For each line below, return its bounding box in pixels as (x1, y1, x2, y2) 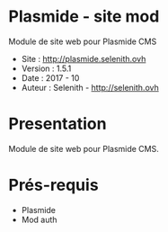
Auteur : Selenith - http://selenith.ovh (21, 82, 159, 93)
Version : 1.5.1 (21, 63, 72, 74)
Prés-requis (8, 175, 100, 195)
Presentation (8, 114, 107, 134)
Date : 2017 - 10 (21, 72, 80, 83)
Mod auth (21, 214, 57, 225)
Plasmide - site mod (8, 6, 160, 27)
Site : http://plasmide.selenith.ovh (21, 53, 146, 64)
